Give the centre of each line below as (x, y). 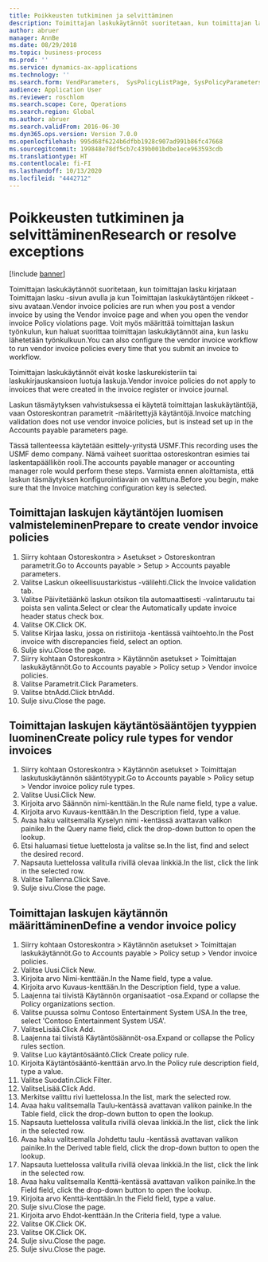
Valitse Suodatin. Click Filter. (66, 1080)
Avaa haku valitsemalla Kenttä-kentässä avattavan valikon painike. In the (138, 1182)
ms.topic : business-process (56, 53)
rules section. (43, 1046)
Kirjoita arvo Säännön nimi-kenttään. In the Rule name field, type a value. (139, 803)
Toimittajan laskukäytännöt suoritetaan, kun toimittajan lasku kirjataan (123, 289)
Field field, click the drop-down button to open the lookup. (116, 1190)
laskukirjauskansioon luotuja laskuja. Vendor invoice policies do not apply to (133, 381)
